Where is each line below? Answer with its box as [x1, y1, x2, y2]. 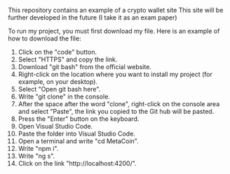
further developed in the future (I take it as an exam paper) [8, 13, 177, 22]
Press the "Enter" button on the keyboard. [18, 115, 140, 123]
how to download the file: [8, 34, 81, 43]
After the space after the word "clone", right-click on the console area [18, 100, 220, 108]
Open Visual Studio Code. [18, 122, 93, 130]
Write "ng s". [18, 152, 55, 160]
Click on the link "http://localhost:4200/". [18, 159, 137, 167]
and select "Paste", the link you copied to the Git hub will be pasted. [18, 108, 215, 115]
